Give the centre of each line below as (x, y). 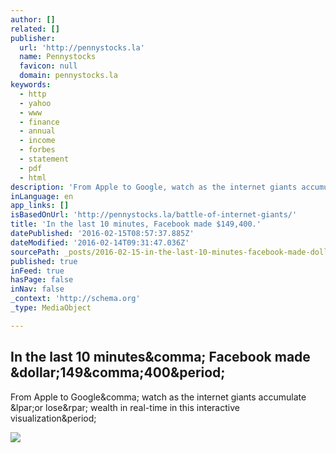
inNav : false (37, 289)
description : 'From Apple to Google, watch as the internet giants (154, 187)
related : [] (35, 29)
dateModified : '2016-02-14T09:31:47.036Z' (100, 242)
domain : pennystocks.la (68, 76)
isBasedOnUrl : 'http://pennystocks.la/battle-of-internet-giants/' (154, 215)
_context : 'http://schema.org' (75, 299)
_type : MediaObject (51, 308)
